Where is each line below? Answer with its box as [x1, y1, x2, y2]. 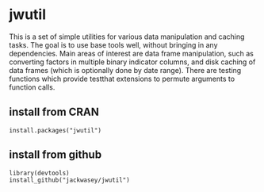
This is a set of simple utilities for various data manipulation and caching [9, 32, 245, 41]
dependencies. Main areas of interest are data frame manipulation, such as [9, 48, 254, 58]
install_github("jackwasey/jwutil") [9, 176, 130, 184]
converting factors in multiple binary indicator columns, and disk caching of [9, 57, 256, 67]
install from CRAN [9, 106, 100, 119]
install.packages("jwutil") [9, 126, 102, 134]
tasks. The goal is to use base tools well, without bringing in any [9, 40, 218, 49]
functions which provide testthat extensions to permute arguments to [9, 74, 235, 83]
